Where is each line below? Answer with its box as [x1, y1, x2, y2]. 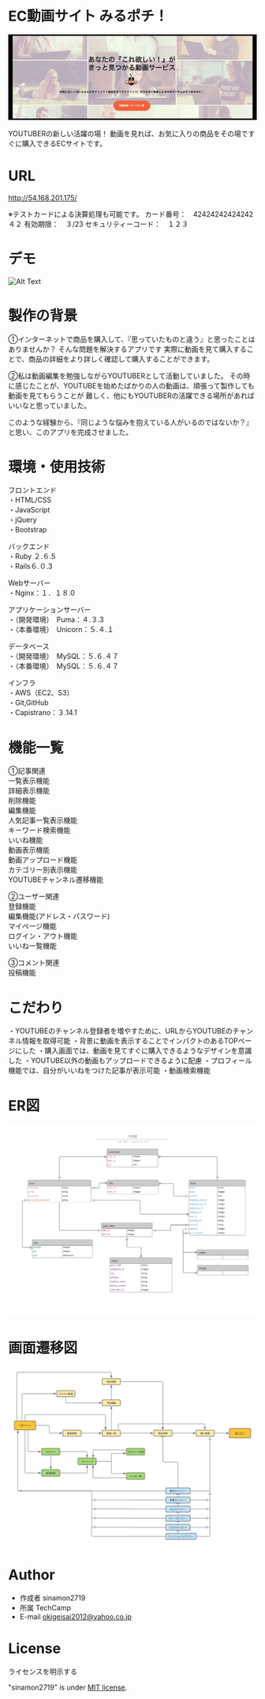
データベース [8, 641, 50, 651]
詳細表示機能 [8, 786, 50, 796]
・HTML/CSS [8, 495, 52, 505]
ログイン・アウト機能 [8, 931, 77, 941]
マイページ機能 [8, 921, 57, 931]
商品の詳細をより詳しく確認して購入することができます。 [28, 354, 215, 364]
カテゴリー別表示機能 [8, 865, 77, 875]
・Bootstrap [8, 525, 47, 535]
